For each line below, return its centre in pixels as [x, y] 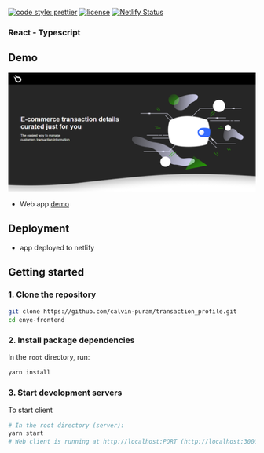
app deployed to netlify [57, 247]
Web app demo [44, 203]
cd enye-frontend [37, 320]
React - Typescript [44, 32]
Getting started [46, 272]
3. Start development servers [65, 393]
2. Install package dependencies [71, 340]
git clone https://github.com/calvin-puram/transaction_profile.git [123, 312]
